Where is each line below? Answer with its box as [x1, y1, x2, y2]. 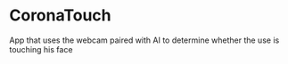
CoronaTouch [9, 5, 111, 26]
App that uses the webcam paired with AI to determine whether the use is [9, 35, 280, 45]
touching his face [9, 44, 73, 54]
